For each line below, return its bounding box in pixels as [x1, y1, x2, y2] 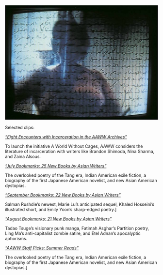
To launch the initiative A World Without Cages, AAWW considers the [5, 143, 143, 149]
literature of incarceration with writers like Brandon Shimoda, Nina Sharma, [5, 149, 155, 154]
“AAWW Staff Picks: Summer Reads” [5, 245, 79, 251]
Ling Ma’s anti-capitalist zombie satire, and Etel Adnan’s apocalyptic [5, 230, 141, 236]
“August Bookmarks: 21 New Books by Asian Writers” [5, 216, 112, 222]
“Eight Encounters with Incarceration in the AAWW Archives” [5, 134, 127, 139]
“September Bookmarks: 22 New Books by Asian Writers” [5, 192, 121, 198]
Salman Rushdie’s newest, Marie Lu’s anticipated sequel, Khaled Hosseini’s [5, 201, 154, 207]
